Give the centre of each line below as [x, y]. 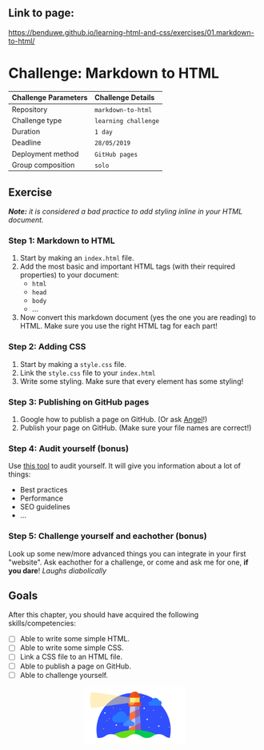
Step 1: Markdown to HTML [62, 241]
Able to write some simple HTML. [75, 639]
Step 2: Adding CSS [47, 347]
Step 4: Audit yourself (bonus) [69, 449]
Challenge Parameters [50, 98]
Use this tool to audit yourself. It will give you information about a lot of [125, 466]
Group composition [43, 165]
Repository [30, 109]
